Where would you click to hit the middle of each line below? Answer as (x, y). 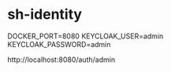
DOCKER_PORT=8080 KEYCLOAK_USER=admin (85, 36)
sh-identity (45, 14)
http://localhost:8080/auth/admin (61, 59)
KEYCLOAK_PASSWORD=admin (59, 44)
